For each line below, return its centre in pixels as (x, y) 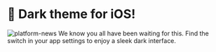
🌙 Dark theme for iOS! (72, 14)
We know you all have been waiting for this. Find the (134, 33)
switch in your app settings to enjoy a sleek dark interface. (92, 40)
